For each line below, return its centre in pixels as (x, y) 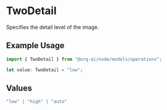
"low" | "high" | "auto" (37, 102)
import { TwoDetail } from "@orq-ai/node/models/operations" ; (84, 59)
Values (19, 88)
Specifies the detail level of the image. (53, 27)
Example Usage (35, 46)
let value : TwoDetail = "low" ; (45, 70)
